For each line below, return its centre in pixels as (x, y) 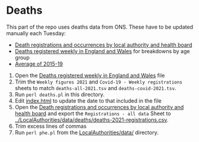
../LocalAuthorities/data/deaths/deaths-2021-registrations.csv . (91, 119)
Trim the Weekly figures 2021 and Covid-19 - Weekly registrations (99, 82)
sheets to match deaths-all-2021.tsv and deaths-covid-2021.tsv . (96, 88)
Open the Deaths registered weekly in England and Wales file (90, 75)
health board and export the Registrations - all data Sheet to (93, 113)
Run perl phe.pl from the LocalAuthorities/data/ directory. (87, 132)
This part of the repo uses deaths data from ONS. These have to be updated (100, 27)
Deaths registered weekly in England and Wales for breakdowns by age (102, 51)
